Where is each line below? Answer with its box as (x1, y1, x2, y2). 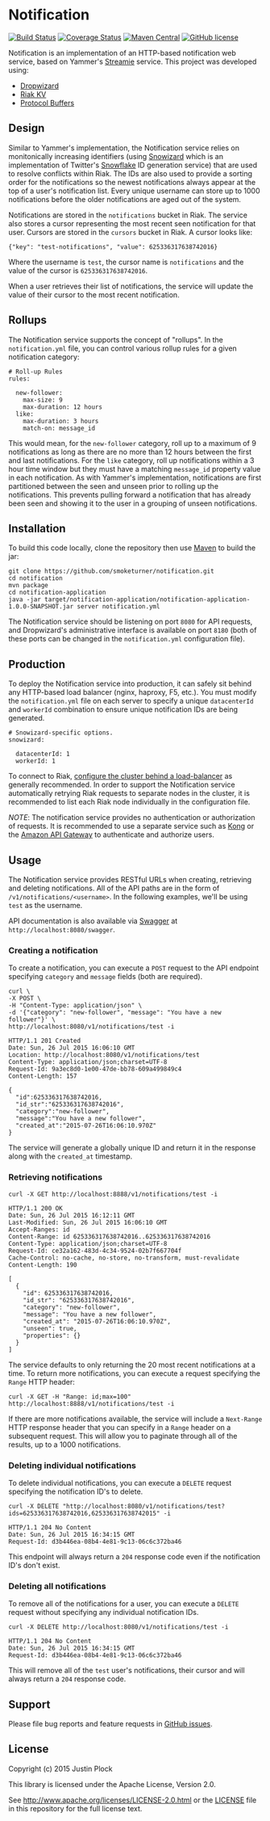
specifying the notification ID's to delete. (8, 1487, 143, 1496)
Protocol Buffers (19, 98, 75, 107)
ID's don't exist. (8, 1560, 60, 1570)
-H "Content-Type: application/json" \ (8, 1002, 143, 1010)
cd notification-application (8, 588, 106, 597)
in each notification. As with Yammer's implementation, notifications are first (8, 473, 262, 482)
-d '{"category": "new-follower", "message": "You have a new (8, 1008, 222, 1017)
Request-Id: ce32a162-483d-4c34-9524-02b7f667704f (8, 1247, 182, 1255)
